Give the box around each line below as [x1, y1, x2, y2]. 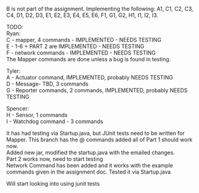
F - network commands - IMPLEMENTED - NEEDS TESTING [6, 49, 156, 56]
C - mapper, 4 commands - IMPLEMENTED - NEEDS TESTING [6, 36, 162, 43]
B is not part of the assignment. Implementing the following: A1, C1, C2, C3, [6, 5, 194, 12]
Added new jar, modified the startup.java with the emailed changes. [6, 149, 175, 156]
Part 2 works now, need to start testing [6, 155, 103, 163]
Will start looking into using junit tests [6, 180, 100, 187]
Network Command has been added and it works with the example [6, 162, 174, 169]
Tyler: [6, 67, 21, 75]
